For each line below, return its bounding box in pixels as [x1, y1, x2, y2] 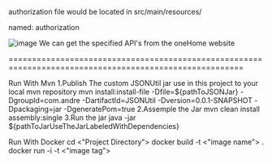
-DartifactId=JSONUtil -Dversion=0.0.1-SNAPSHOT [82, 96, 253, 105]
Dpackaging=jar [8, 105, 63, 114]
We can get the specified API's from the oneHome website [39, 38, 235, 48]
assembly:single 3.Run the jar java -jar [8, 113, 136, 122]
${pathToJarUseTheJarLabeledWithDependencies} [8, 122, 180, 131]
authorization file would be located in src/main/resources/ [8, 7, 202, 16]
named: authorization [8, 23, 80, 32]
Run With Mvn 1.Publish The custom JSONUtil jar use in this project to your [8, 79, 259, 88]
